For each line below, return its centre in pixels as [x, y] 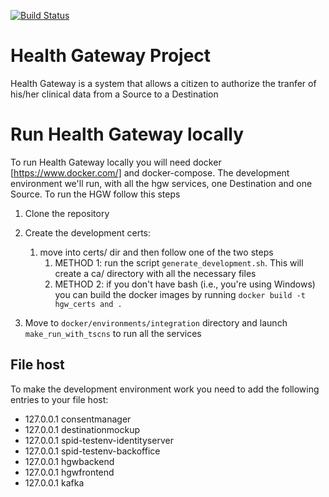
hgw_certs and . [88, 304]
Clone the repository [67, 213]
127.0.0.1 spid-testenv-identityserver [99, 440]
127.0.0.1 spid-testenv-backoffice [92, 451]
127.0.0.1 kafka [54, 482]
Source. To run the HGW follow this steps [95, 194]
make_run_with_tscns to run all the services [113, 333]
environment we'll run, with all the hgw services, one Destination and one [161, 183]
